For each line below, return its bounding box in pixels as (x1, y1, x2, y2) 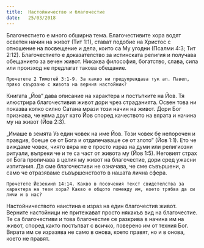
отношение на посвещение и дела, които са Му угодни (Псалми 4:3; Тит (6, 44, 196, 52)
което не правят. (6, 235, 50, 242)
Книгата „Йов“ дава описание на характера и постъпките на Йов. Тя (6, 92, 185, 99)
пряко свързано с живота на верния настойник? (6, 81, 127, 88)
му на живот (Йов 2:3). (6, 118, 66, 126)
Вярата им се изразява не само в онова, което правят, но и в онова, (6, 228, 185, 236)
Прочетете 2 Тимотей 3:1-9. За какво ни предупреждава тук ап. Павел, (6, 76, 190, 82)
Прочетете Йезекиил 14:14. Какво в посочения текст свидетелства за (6, 181, 184, 187)
